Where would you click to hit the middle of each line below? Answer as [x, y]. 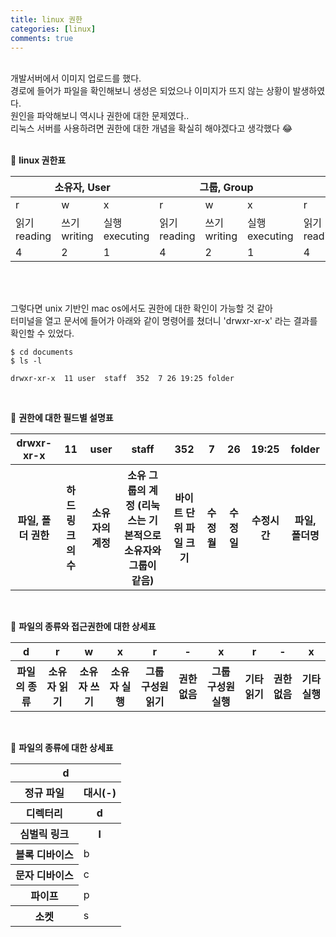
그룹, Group [226, 188]
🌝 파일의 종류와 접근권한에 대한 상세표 [83, 627]
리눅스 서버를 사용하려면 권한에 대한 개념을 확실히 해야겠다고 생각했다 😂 [151, 128]
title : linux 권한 [46, 19]
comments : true [42, 38]
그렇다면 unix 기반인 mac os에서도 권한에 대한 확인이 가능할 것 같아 [141, 308]
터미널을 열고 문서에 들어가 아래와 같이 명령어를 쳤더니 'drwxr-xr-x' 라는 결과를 [164, 321]
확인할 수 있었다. [42, 333]
